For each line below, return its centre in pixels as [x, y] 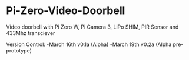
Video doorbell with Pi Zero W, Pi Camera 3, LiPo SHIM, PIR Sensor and [92, 27]
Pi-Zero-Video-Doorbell [66, 11]
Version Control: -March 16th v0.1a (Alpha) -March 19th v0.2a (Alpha [89, 44]
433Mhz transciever [31, 33]
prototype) [19, 50]
